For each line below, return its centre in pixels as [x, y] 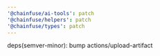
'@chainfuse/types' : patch [46, 26]
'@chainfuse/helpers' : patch [49, 20]
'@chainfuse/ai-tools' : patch [51, 13]
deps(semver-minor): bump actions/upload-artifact [80, 46]
